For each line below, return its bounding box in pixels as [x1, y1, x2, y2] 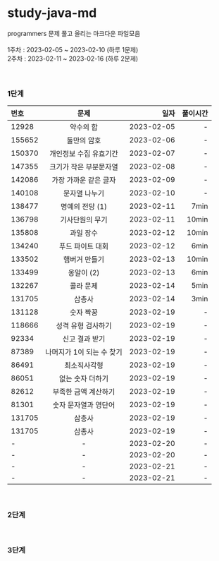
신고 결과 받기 [62, 334, 106, 344]
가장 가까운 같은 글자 [51, 175, 116, 185]
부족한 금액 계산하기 [52, 387, 115, 397]
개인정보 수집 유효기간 [49, 149, 118, 159]
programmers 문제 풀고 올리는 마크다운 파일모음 [7, 29, 141, 37]
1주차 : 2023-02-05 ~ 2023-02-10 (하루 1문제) [7, 45, 139, 54]
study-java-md [7, 5, 97, 21]
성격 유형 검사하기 [56, 321, 112, 331]
